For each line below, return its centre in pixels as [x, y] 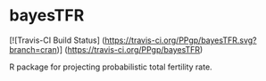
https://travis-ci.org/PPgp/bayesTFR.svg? [181, 40]
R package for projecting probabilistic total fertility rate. [111, 67]
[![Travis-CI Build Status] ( [57, 40]
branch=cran [33, 49]
